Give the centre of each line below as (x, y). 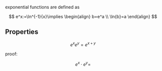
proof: (11, 54)
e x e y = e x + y (83, 44)
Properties (22, 32)
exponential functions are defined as (42, 7)
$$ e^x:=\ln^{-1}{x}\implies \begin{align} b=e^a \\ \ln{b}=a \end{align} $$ (83, 16)
